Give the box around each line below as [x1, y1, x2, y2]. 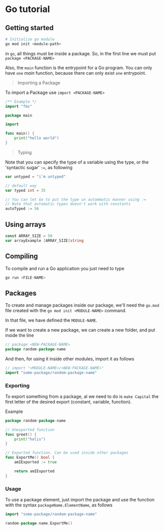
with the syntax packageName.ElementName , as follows [5, 502, 112, 508]
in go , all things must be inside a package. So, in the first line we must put [5, 50, 156, 56]
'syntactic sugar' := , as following [5, 164, 72, 170]
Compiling [5, 252, 38, 260]
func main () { [5, 131, 35, 136]
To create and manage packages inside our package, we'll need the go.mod [5, 302, 159, 308]
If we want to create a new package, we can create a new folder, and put [5, 327, 155, 333]
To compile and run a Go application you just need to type [5, 265, 124, 272]
